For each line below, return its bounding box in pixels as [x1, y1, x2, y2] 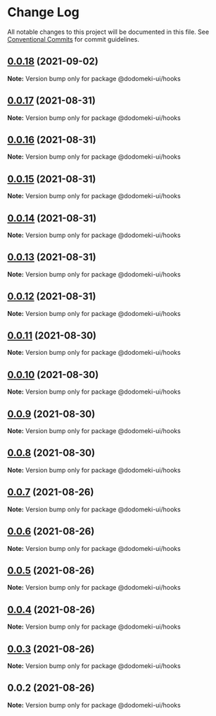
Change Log [7, 4, 80, 20]
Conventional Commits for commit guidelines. [7, 35, 139, 43]
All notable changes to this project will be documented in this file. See [7, 28, 210, 36]
